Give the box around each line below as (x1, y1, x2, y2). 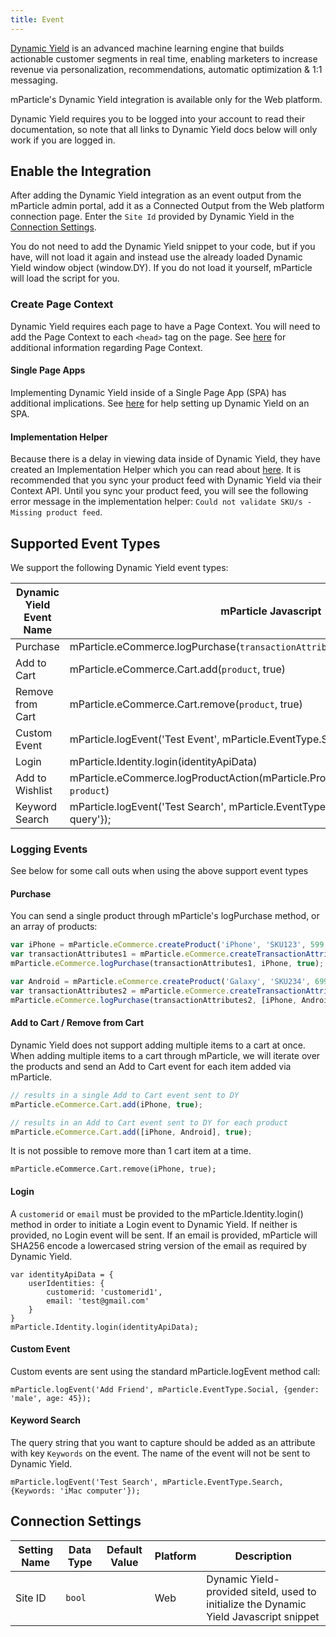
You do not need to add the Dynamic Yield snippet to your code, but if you (10, 241, 316, 253)
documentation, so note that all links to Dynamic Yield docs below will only (10, 123, 318, 135)
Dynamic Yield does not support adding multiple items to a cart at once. (10, 1039, 306, 1051)
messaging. (10, 74, 58, 86)
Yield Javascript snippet (206, 1609, 320, 1623)
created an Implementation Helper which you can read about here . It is (10, 464, 302, 476)
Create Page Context (10, 297, 114, 311)
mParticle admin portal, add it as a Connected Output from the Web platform (10, 200, 325, 212)
